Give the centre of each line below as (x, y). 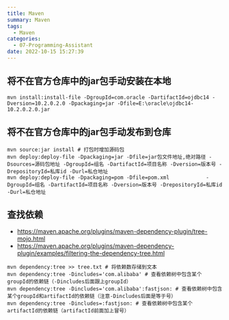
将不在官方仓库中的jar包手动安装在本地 (89, 81)
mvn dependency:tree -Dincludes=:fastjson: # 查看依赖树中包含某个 (100, 304)
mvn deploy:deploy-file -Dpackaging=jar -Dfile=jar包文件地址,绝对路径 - (110, 157)
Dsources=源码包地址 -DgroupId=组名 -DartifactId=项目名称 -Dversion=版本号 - (114, 164)
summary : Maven (29, 20)
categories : (24, 39)
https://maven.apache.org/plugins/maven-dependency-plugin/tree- (112, 232)
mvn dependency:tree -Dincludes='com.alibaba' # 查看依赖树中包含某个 (105, 275)
